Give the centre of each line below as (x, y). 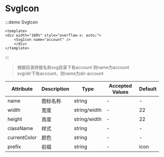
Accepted (121, 86)
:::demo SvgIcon (21, 22)
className (20, 128)
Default (148, 89)
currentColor (22, 137)
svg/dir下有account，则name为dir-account (60, 73)
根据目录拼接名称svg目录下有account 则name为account (73, 67)
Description (55, 89)
